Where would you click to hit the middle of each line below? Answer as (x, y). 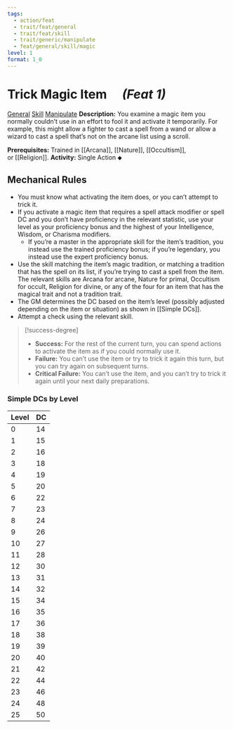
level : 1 (20, 53)
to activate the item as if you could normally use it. (108, 351)
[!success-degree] (51, 330)
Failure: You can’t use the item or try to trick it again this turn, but (129, 359)
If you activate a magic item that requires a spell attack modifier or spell (121, 212)
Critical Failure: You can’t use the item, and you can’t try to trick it (130, 373)
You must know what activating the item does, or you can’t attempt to (118, 197)
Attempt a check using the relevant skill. (75, 316)
